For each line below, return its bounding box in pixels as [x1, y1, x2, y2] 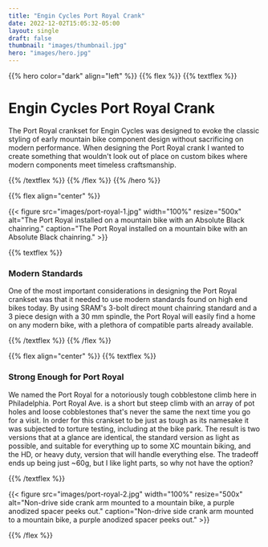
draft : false [8, 34, 52, 43]
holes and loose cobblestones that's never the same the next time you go [8, 406, 251, 416]
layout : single [8, 27, 59, 35]
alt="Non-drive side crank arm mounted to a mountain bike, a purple [8, 497, 235, 507]
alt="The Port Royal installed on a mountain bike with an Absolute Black [8, 214, 245, 225]
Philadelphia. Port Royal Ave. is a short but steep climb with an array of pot [8, 398, 255, 408]
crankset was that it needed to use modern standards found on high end [8, 295, 248, 304]
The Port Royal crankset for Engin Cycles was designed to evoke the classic [8, 125, 259, 135]
